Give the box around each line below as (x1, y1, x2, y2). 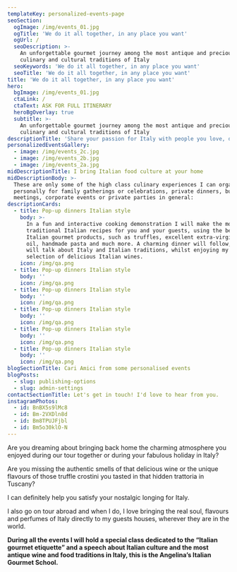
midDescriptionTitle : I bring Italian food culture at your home (7, 167, 203, 175)
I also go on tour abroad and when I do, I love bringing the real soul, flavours (7, 506, 229, 516)
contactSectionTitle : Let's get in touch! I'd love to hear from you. (7, 391, 219, 398)
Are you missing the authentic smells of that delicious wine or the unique (7, 464, 219, 473)
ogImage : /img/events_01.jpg (13, 23, 99, 30)
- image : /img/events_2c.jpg (13, 148, 99, 155)
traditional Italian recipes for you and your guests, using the (25, 227, 222, 234)
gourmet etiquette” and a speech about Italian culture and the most (7, 543, 209, 552)
